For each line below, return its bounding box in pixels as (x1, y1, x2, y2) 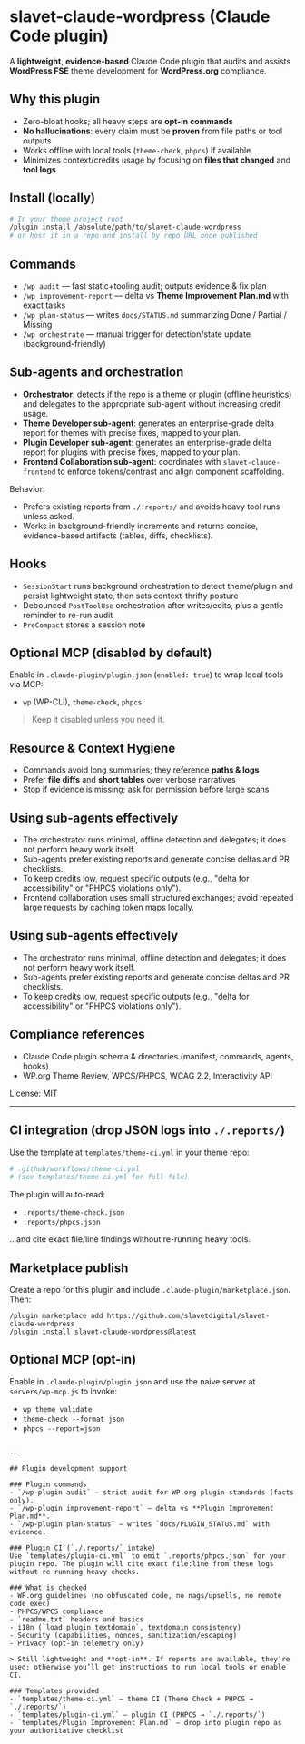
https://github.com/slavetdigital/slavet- (106, 1312, 271, 1321)
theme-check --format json (22, 1414, 125, 1424)
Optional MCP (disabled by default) (9, 645, 212, 661)
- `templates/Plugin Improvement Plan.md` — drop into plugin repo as (9, 1718, 282, 1727)
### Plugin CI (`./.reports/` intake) (9, 1543, 156, 1552)
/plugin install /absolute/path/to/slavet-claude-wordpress (9, 222, 242, 232)
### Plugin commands (9, 1480, 88, 1489)
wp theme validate (22, 1404, 93, 1414)
